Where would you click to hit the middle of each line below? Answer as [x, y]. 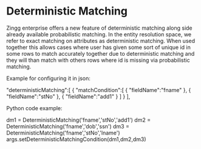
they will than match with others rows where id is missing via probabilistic [98, 60]
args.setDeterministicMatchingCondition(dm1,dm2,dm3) [76, 139]
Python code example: [34, 108]
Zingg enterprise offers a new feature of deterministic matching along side [99, 28]
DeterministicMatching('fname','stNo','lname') [63, 133]
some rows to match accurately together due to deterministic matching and [101, 53]
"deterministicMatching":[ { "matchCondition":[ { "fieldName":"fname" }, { [99, 90]
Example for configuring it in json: [49, 78]
